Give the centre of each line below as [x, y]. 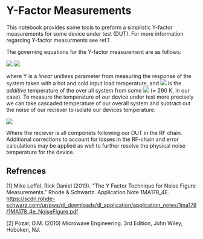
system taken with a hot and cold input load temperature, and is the [94, 83]
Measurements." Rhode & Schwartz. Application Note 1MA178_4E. [88, 192]
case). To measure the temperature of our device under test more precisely [100, 97]
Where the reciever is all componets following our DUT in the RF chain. [94, 133]
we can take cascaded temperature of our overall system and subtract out [98, 103]
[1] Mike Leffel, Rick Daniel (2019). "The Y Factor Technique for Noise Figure [101, 186]
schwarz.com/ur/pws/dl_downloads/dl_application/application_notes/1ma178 [101, 205]
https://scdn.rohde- [31, 198]
